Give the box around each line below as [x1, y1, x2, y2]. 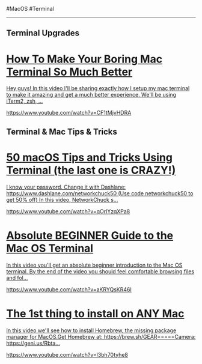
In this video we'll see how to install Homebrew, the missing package [6, 327, 177, 334]
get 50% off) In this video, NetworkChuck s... [6, 196, 118, 203]
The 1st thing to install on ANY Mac [6, 306, 185, 320]
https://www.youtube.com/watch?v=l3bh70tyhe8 [6, 351, 128, 358]
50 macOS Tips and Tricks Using [6, 150, 173, 164]
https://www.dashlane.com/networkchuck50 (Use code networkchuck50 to [6, 189, 194, 197]
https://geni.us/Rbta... [6, 339, 60, 347]
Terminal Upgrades [6, 28, 80, 38]
